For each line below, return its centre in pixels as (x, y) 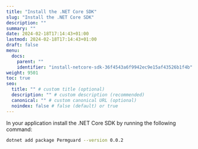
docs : (18, 56)
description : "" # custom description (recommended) (78, 95)
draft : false (22, 45)
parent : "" (30, 61)
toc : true (18, 78)
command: (19, 129)
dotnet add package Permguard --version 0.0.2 (65, 140)
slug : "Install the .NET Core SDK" (50, 17)
